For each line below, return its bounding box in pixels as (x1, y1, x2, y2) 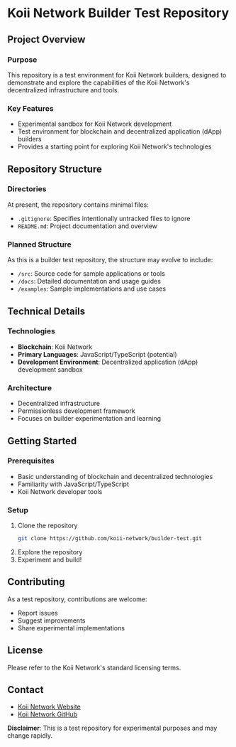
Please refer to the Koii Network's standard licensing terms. (7, 663, 181, 672)
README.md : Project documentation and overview (17, 222, 158, 230)
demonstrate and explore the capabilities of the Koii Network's (7, 78, 190, 87)
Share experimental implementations (17, 623, 125, 632)
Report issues (17, 608, 58, 617)
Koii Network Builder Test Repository (7, 5, 230, 21)
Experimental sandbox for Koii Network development (17, 119, 172, 129)
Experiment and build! (17, 556, 82, 564)
